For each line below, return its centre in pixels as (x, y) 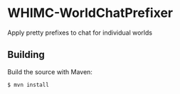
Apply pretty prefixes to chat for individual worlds (80, 33)
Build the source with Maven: (50, 71)
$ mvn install (28, 85)
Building (26, 55)
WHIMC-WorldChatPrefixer (90, 13)
